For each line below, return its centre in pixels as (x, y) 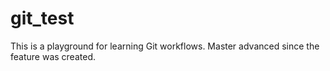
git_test (42, 18)
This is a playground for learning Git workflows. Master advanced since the (165, 46)
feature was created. (53, 56)
